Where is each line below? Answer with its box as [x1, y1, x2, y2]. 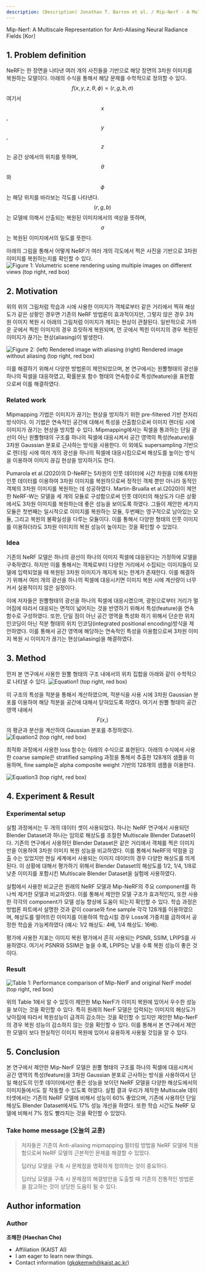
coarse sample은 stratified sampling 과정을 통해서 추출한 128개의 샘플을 [12, 753, 188, 761]
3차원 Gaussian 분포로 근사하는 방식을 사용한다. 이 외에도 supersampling [6, 441, 182, 448]
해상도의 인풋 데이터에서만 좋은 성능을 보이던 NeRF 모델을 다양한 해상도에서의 [12, 1079, 198, 1086]
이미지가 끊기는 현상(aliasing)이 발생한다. [6, 334, 105, 341]
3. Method [6, 653, 46, 664]
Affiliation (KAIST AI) [15, 1246, 67, 1254]
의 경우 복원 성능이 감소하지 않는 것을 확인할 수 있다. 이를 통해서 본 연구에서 [6, 1021, 185, 1028]
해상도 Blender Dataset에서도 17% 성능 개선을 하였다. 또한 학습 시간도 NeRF [6, 1102, 189, 1109]
